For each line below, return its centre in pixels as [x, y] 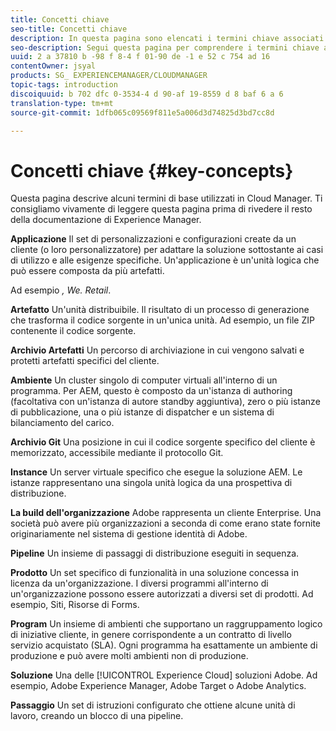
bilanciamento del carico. [62, 423]
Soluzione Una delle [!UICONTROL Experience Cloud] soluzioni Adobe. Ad [164, 675]
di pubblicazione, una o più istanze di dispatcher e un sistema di [142, 412]
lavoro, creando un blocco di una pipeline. [97, 716]
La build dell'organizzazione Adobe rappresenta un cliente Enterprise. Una [166, 513]
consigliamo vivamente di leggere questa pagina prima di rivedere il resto [161, 209]
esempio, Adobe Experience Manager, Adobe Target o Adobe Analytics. [158, 686]
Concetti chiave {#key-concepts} [152, 170]
